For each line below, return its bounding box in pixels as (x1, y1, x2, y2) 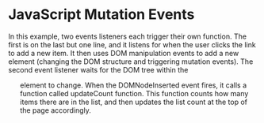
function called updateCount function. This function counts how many (19, 88, 249, 98)
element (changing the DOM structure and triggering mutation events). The (8, 57, 254, 66)
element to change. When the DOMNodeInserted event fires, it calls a (19, 80, 247, 90)
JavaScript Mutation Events (8, 6, 195, 24)
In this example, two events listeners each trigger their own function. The (8, 32, 247, 41)
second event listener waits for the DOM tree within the (8, 65, 189, 74)
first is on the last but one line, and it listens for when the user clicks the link (8, 39, 256, 49)
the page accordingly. (19, 105, 91, 115)
